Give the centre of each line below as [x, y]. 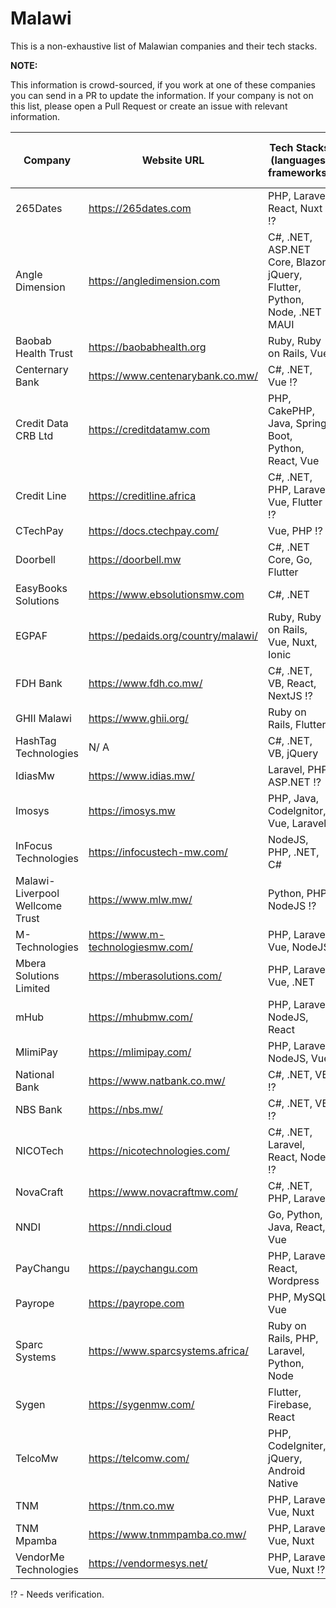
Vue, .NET [291, 982]
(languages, [299, 160]
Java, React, [297, 1227]
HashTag [36, 740]
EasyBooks [41, 588]
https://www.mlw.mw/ [140, 899]
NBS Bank [39, 1109]
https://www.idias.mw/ [141, 775]
